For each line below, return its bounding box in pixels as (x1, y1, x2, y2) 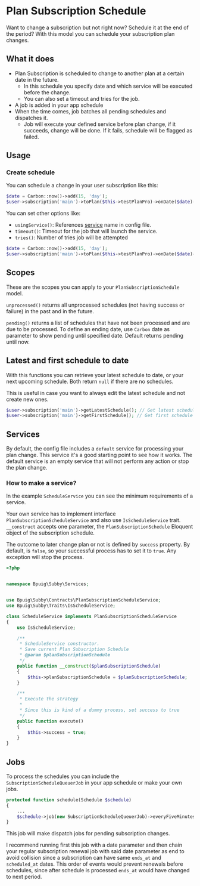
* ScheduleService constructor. (19, 641, 100, 647)
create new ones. (6, 396, 49, 403)
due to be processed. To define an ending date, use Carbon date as (6, 325, 170, 332)
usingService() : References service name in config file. (14, 221, 152, 229)
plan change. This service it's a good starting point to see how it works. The (6, 452, 192, 459)
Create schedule (6, 168, 55, 177)
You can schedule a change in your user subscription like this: (6, 182, 158, 189)
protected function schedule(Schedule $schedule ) (6, 797, 132, 803)
